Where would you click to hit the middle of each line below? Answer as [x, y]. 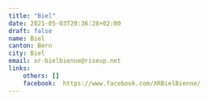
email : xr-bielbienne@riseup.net [65, 61]
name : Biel [27, 38]
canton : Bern [30, 46]
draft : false [30, 31]
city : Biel [27, 53]
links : [19, 69]
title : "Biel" [32, 16]
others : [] [41, 76]
